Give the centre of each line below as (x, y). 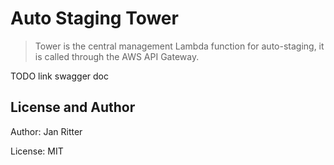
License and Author (73, 107)
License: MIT (37, 151)
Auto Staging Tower (94, 18)
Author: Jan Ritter (46, 131)
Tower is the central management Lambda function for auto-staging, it (179, 46)
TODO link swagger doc (59, 76)
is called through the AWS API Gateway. (117, 56)
